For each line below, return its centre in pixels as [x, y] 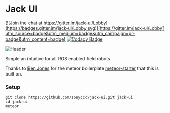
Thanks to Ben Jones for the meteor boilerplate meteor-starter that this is [82, 68]
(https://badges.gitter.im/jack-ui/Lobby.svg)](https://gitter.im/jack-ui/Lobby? [85, 28]
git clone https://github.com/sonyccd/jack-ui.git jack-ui [69, 98]
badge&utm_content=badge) [35, 39]
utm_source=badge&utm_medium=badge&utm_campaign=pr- [70, 33]
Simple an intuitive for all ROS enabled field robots [58, 58]
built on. [14, 73]
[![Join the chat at [24, 23]
